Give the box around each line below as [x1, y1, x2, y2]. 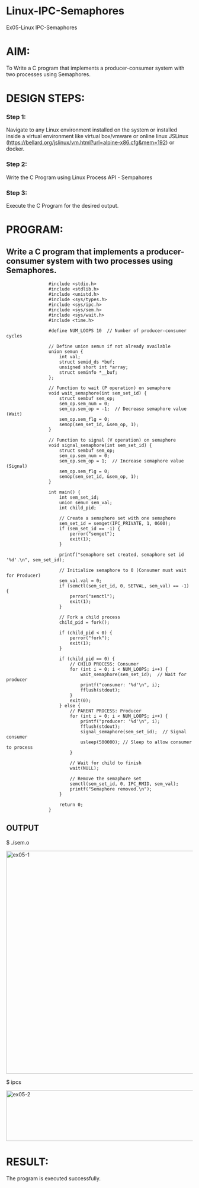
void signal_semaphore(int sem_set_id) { [48, 442, 152, 448]
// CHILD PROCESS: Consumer [69, 661, 139, 667]
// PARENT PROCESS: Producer [69, 708, 142, 714]
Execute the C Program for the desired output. [6, 202, 119, 209]
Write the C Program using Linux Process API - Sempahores [6, 174, 153, 181]
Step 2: [6, 160, 28, 168]
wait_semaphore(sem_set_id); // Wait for [80, 671, 187, 677]
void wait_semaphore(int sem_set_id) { [48, 390, 147, 396]
